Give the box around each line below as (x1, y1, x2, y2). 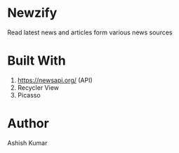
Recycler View (17, 83, 60, 92)
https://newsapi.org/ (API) (17, 76, 93, 84)
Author (7, 116, 49, 131)
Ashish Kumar (7, 138, 48, 147)
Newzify (7, 5, 58, 21)
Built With (7, 53, 66, 69)
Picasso (17, 91, 41, 99)
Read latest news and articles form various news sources (7, 28, 173, 36)
